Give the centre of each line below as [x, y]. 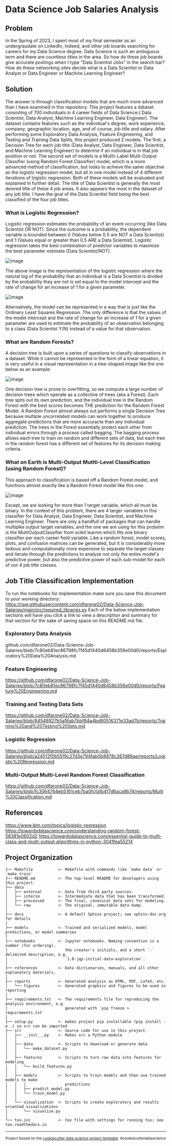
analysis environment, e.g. [35, 1004]
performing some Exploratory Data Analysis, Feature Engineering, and [79, 134]
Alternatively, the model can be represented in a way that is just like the [81, 307]
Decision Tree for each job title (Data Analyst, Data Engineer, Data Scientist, [85, 145]
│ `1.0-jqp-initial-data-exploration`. [75, 959]
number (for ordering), [31, 945]
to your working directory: [33, 599]
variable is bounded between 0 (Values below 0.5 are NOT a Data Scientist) [85, 235]
